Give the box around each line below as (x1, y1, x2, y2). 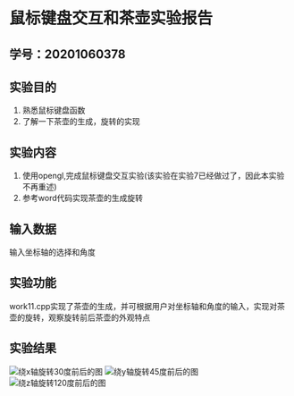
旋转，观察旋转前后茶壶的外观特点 (24, 312, 150, 323)
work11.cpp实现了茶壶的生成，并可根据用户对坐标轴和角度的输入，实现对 (9, 300, 278, 311)
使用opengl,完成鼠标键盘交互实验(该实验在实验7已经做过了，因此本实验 (21, 171, 285, 181)
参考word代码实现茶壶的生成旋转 (21, 193, 144, 204)
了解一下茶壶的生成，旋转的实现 (21, 116, 140, 127)
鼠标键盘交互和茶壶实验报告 (9, 8, 214, 29)
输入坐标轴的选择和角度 (9, 247, 96, 257)
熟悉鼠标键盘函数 (21, 105, 86, 116)
